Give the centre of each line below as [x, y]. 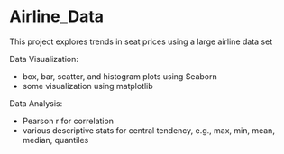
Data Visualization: [44, 59]
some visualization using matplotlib [87, 86]
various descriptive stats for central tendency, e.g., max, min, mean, [148, 130]
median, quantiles [55, 140]
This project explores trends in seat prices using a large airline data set [141, 41]
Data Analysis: [36, 103]
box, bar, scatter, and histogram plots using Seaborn [120, 76]
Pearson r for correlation [68, 121]
